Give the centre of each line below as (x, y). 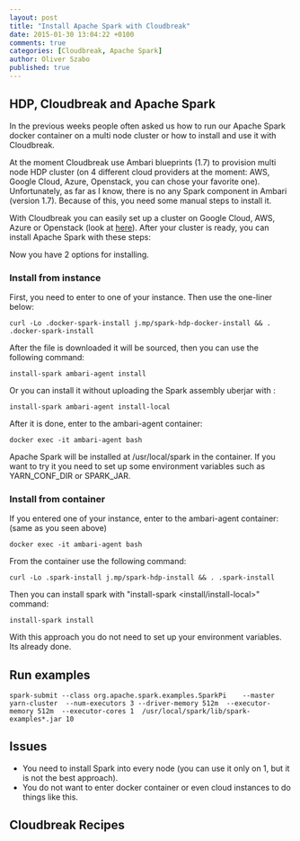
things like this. (50, 797)
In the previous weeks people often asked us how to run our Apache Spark (147, 126)
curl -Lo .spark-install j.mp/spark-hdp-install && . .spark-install (142, 578)
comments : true (38, 43)
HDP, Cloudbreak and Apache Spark (112, 104)
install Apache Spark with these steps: (80, 237)
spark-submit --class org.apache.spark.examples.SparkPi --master (142, 696)
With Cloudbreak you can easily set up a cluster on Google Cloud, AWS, (142, 217)
